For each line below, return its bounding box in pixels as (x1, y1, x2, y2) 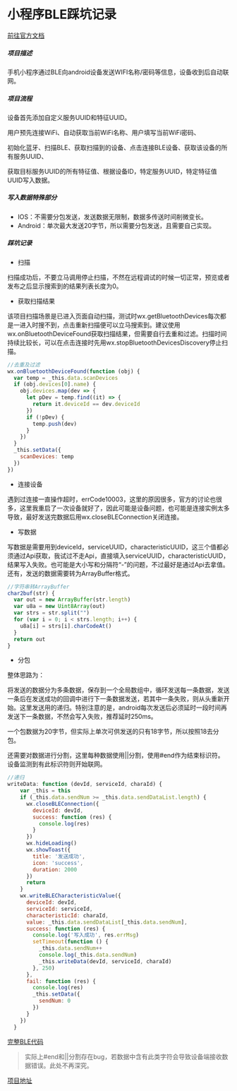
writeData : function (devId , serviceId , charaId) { (7, 781, 162, 788)
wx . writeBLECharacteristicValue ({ (20, 893, 121, 900)
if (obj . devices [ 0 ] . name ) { (13, 381, 97, 388)
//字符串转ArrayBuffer (7, 583, 70, 590)
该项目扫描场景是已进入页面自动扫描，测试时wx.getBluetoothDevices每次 (7, 311, 221, 320)
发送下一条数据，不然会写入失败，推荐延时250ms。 (7, 713, 157, 721)
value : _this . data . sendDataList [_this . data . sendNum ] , (25, 919, 188, 926)
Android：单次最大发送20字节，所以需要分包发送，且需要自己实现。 (17, 221, 216, 229)
